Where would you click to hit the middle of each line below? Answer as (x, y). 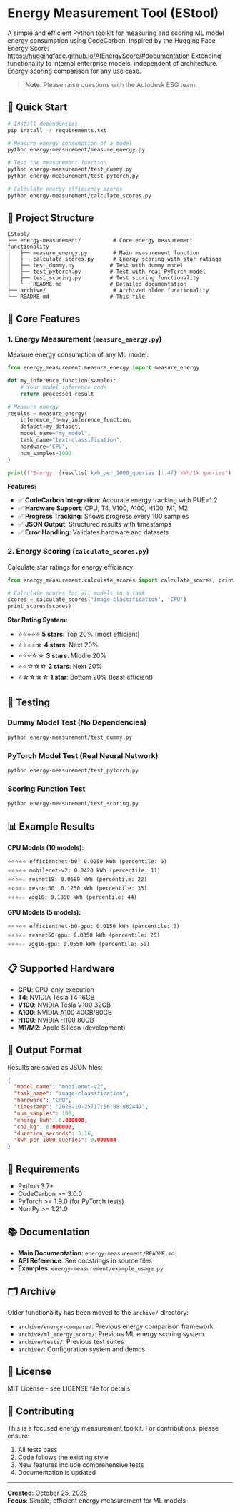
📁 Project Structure (51, 218)
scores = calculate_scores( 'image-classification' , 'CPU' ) (97, 600)
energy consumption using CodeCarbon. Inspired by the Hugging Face (111, 40)
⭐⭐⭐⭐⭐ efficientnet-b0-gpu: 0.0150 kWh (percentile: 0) (94, 926)
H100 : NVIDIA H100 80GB (56, 1020)
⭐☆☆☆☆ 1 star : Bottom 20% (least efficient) (85, 677)
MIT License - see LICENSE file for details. (70, 1388)
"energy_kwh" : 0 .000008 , (51, 1120)
